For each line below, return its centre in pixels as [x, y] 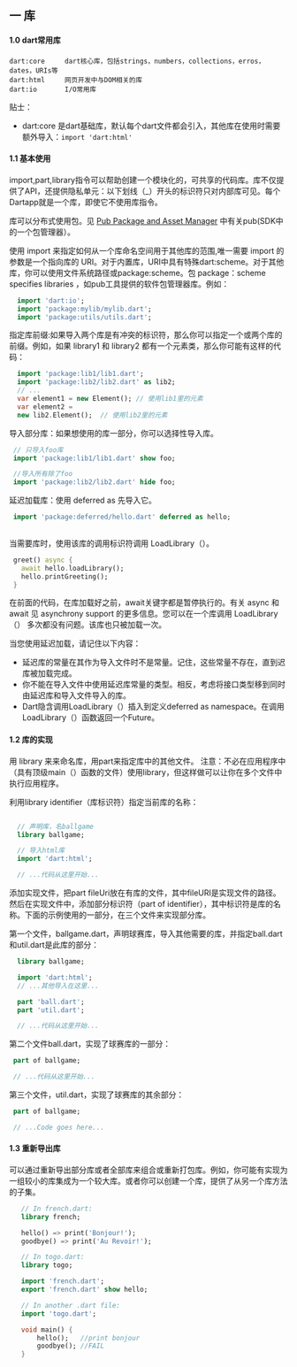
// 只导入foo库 [38, 449]
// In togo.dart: [53, 1257]
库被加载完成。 [49, 673]
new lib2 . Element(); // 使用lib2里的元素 [92, 415]
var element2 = [45, 407]
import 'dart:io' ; [51, 300]
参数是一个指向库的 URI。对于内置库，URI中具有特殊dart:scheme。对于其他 [147, 261]
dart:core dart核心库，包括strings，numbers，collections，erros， [137, 61]
